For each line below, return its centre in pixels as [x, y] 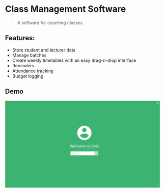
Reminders [23, 65]
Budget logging [28, 76]
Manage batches [29, 55]
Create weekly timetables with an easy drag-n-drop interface [74, 60]
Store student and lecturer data [44, 50]
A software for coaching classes [50, 23]
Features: [20, 38]
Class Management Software [66, 9]
